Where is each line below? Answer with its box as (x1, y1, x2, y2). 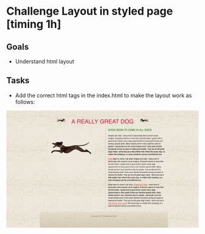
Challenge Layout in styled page (6, 4, 173, 18)
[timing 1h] (6, 17, 62, 31)
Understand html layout (15, 58, 74, 65)
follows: (15, 98, 35, 105)
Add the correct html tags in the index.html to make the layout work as (15, 92, 192, 99)
